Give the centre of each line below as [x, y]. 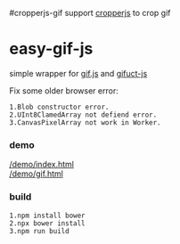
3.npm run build [39, 231]
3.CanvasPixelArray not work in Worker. [86, 122]
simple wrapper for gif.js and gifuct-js [78, 73]
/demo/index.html [41, 165]
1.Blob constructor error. [59, 107]
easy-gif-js [51, 49]
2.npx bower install [48, 223]
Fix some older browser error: [64, 90]
